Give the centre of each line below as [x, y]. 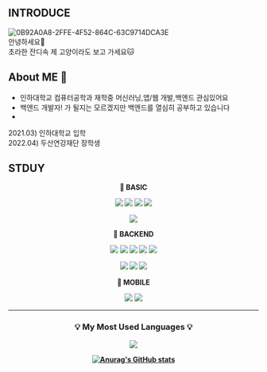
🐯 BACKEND [133, 234]
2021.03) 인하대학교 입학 [47, 133]
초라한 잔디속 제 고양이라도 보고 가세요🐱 [72, 52]
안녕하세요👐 [27, 41]
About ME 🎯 [38, 78]
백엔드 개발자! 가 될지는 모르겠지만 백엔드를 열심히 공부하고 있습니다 [125, 108]
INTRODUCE [39, 13]
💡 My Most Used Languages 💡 [133, 327]
